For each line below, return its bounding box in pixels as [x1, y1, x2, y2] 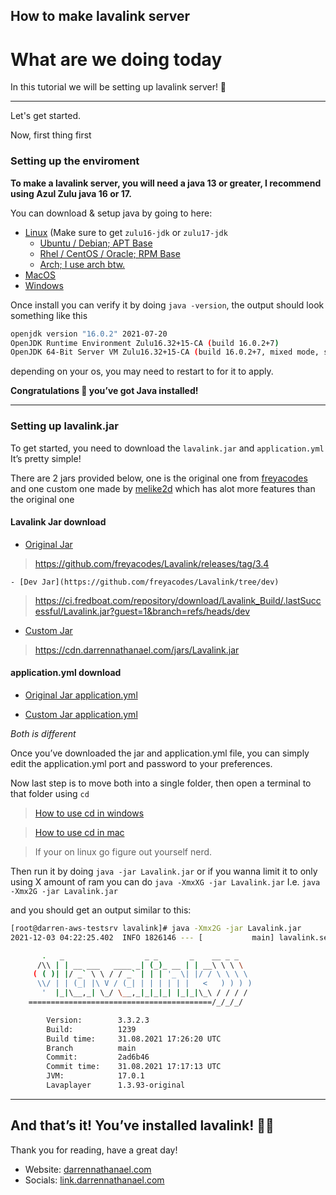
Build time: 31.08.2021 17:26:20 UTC [46, 1034, 222, 1044]
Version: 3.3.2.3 [46, 1015, 150, 1025]
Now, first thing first [10, 129, 92, 141]
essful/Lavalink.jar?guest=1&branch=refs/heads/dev [34, 605, 251, 617]
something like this [10, 309, 88, 321]
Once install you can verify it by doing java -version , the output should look [10, 299, 325, 311]
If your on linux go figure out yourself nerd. [34, 845, 213, 858]
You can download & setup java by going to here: [10, 207, 213, 219]
